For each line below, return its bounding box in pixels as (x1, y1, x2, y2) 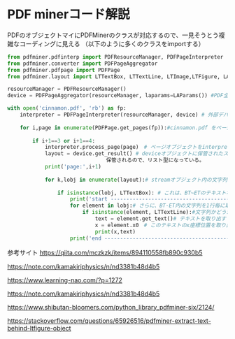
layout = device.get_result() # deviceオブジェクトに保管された (44, 150, 224, 157)
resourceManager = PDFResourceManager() (7, 85, 127, 93)
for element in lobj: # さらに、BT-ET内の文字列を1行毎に (69, 202, 225, 210)
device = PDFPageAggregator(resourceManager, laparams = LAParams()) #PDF (7, 92, 224, 99)
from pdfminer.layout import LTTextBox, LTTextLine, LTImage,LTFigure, (7, 73, 220, 80)
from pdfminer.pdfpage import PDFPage (7, 66, 120, 73)
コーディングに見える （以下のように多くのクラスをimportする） (19, 39, 205, 48)
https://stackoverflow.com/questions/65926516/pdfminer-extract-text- (7, 316, 211, 325)
